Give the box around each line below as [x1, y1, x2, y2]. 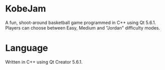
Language [5, 42, 48, 54]
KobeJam [5, 3, 46, 14]
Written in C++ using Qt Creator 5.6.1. [5, 58, 83, 65]
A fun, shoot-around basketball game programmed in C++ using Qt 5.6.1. [5, 19, 156, 25]
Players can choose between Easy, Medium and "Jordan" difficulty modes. [5, 24, 160, 30]
